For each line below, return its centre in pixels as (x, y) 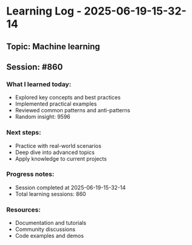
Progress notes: (30, 174)
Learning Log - (44, 11)
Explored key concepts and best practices (68, 98)
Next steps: (24, 133)
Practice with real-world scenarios (58, 146)
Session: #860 (35, 67)
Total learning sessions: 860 (50, 194)
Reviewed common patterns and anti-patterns (73, 110)
